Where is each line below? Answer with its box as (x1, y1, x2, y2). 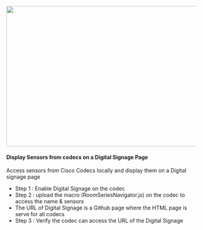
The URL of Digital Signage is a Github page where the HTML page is (14, 204, 187, 211)
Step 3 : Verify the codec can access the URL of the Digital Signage (14, 217, 184, 225)
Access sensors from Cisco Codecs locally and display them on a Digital (6, 167, 187, 174)
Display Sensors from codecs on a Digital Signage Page (6, 153, 148, 161)
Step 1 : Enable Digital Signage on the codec (14, 185, 125, 193)
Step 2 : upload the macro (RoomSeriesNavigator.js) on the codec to (14, 191, 185, 199)
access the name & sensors (14, 198, 85, 205)
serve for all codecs (14, 211, 65, 218)
